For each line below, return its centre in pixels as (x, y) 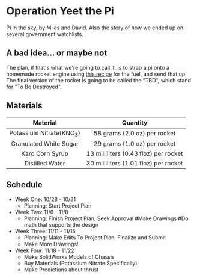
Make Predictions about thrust (61, 270)
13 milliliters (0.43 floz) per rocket (135, 153)
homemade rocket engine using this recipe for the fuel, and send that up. (97, 74)
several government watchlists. (45, 34)
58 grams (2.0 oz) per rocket (135, 134)
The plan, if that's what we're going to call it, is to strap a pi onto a (88, 67)
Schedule (25, 185)
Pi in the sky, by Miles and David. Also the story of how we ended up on (95, 28)
